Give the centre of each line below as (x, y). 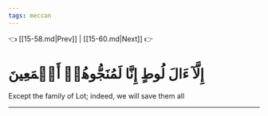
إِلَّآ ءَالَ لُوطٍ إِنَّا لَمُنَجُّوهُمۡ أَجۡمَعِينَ (106, 73)
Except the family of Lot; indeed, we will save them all (97, 95)
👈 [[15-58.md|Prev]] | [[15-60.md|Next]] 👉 (81, 39)
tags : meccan (30, 15)
